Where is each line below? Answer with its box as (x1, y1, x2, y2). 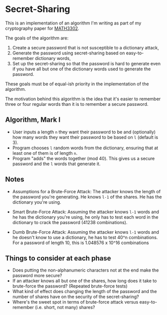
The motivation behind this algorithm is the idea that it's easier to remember (5, 96, 161, 102)
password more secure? (12, 273, 62, 279)
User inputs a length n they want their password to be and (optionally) (12, 129, 156, 135)
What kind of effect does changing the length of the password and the (12, 289, 157, 295)
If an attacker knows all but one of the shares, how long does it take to (12, 278, 157, 284)
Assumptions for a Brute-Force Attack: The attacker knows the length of (12, 188, 161, 194)
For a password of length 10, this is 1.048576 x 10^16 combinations (12, 240, 149, 246)
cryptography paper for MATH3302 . (5, 25, 80, 31)
